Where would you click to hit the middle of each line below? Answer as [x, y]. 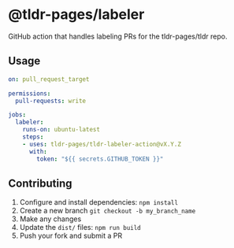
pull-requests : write [51, 101]
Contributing [40, 183]
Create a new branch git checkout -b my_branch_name [108, 211]
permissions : [30, 93]
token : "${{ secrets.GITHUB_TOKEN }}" [100, 159]
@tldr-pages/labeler [76, 15]
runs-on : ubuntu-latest [61, 130]
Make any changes [50, 219]
